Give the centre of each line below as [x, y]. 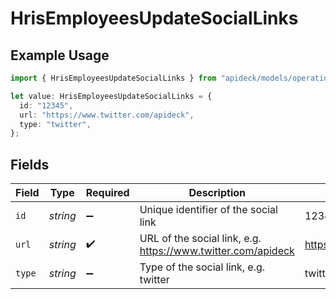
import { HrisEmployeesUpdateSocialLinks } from [113, 78]
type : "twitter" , [55, 124]
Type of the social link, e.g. [202, 267]
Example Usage [60, 55]
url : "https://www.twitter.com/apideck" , [107, 115]
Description [217, 193]
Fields [30, 164]
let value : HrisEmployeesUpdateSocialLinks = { [111, 96]
